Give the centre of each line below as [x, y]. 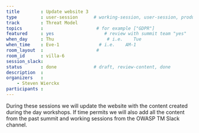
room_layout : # [53, 50]
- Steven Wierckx [38, 84]
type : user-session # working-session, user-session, [92, 17]
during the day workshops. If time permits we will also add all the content [95, 112]
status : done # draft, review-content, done [88, 67]
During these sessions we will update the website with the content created [97, 106]
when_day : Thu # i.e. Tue [74, 39]
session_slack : [25, 61]
